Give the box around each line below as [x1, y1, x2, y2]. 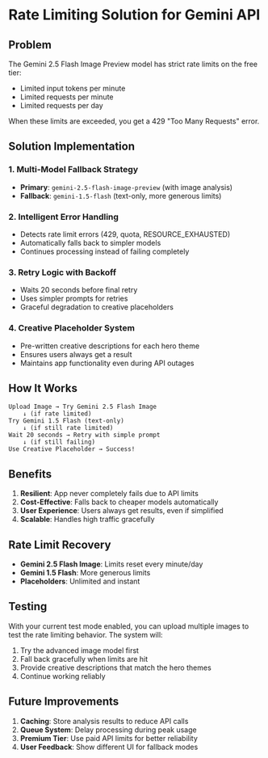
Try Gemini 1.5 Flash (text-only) [8, 417, 125, 425]
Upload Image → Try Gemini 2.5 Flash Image [8, 402, 157, 411]
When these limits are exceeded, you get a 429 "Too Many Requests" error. [8, 116, 260, 126]
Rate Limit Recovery [8, 537, 111, 551]
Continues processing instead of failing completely [19, 246, 190, 256]
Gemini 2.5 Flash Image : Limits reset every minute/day [19, 559, 203, 569]
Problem [8, 38, 52, 52]
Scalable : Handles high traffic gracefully [19, 515, 155, 524]
